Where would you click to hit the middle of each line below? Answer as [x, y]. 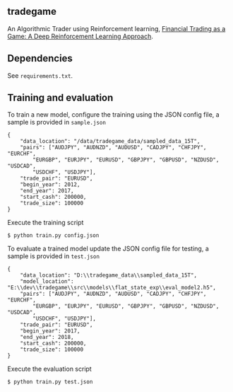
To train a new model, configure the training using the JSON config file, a [114, 115]
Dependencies [40, 58]
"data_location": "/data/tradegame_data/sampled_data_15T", [110, 142]
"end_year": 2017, [47, 191]
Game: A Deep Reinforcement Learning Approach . [80, 36]
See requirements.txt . [40, 75]
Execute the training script [46, 223]
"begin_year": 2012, [50, 185]
